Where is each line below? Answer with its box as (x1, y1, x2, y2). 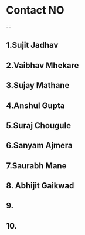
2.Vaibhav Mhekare (6, 60, 79, 70)
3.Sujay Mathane (6, 80, 70, 90)
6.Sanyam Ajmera (6, 141, 73, 151)
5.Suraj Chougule (6, 120, 72, 130)
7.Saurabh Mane (6, 161, 67, 171)
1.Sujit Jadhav (6, 40, 59, 50)
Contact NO (6, 4, 64, 17)
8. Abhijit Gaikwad (6, 181, 74, 191)
